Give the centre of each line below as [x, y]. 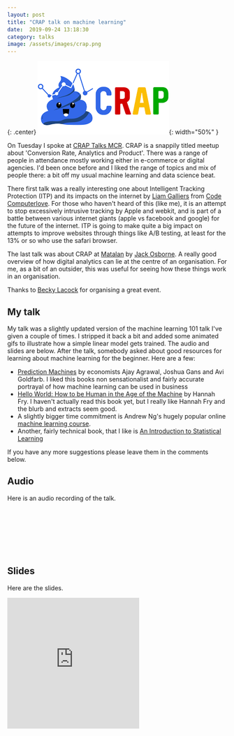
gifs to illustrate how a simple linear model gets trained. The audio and [108, 343]
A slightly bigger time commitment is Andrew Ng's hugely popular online [122, 416]
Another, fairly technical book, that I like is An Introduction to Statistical [119, 431]
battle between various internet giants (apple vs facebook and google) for [114, 218]
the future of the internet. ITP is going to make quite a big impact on [105, 226]
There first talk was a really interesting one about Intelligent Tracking [106, 189]
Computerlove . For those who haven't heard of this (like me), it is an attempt [117, 204]
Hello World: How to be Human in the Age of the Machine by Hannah [116, 393]
